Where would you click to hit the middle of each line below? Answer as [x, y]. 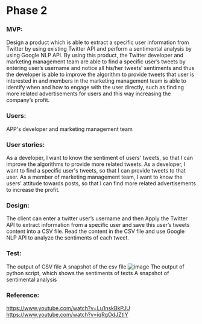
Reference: [23, 295]
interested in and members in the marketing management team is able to [96, 81]
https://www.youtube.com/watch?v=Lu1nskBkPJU [68, 308]
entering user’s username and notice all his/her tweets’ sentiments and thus [100, 68]
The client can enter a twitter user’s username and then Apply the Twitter [97, 218]
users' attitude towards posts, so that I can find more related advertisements [101, 183]
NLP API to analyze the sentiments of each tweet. [68, 238]
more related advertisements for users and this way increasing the [89, 94]
